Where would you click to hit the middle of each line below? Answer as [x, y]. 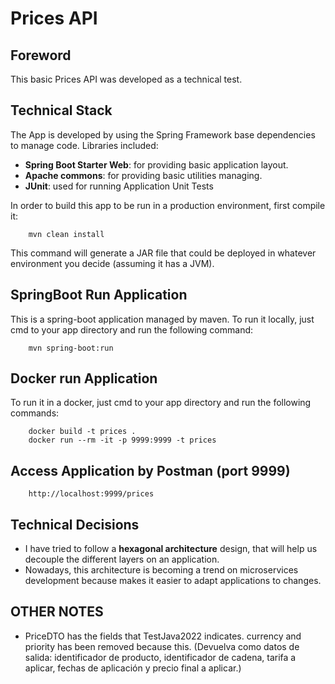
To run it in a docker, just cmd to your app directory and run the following [161, 403]
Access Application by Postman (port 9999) [150, 470]
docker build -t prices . [82, 432]
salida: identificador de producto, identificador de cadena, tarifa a [160, 657]
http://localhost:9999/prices [91, 494]
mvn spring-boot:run [71, 348]
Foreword [41, 55]
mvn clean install [66, 234]
